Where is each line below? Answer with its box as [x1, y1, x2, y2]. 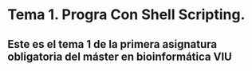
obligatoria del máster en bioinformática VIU [7, 49, 232, 63]
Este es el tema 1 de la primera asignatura [7, 37, 217, 51]
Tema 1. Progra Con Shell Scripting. [7, 6, 246, 24]
